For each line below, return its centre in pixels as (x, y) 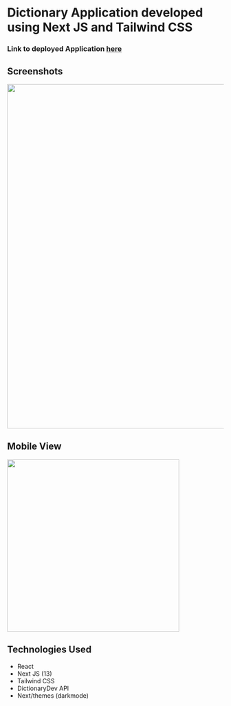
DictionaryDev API (43, 688)
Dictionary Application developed (105, 13)
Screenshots (35, 71)
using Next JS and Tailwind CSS (100, 27)
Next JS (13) (35, 674)
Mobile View (34, 447)
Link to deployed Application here (65, 49)
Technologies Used (49, 650)
